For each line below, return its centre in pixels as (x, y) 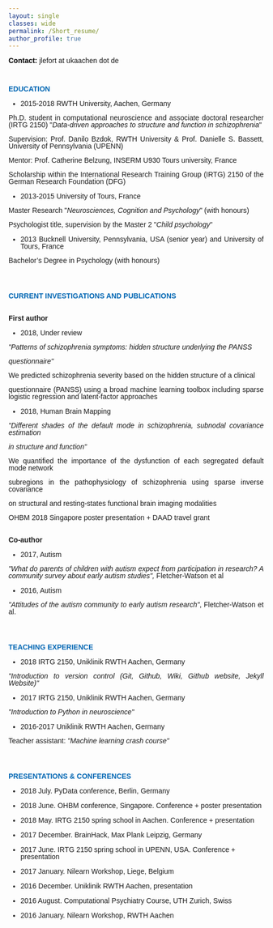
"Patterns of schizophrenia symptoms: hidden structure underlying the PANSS (130, 347)
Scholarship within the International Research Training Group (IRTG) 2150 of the (136, 175)
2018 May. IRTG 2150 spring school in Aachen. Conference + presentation (137, 820)
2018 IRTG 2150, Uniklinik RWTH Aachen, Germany (102, 662)
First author (28, 318)
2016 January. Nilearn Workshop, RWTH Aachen (97, 915)
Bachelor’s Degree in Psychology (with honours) (84, 261)
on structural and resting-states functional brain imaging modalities (113, 504)
